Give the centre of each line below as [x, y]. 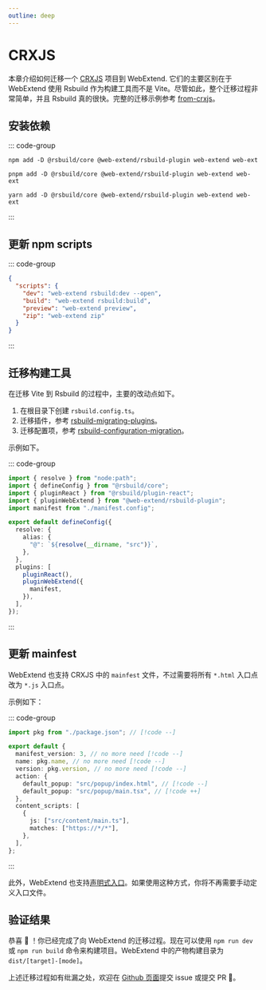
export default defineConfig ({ [60, 523]
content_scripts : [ [48, 806]
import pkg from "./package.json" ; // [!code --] [92, 732]
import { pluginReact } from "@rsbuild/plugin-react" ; [101, 493]
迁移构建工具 [40, 373]
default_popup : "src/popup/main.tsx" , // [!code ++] [112, 791]
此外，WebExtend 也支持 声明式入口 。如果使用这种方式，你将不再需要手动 [129, 882]
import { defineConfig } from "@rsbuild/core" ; [89, 485]
